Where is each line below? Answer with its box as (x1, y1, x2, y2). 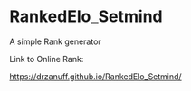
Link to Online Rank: (9, 53, 84, 64)
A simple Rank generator (9, 36, 101, 47)
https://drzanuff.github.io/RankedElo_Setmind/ (9, 70, 183, 82)
